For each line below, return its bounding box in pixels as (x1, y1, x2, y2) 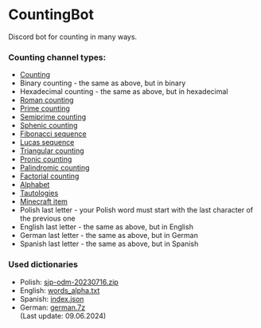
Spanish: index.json (19, 294, 84, 303)
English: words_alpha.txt (19, 285, 100, 295)
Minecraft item (19, 197, 68, 206)
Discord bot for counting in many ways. (8, 32, 138, 41)
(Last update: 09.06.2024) (19, 310, 107, 320)
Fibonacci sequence (19, 129, 87, 139)
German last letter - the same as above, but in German (19, 231, 199, 240)
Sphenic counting (19, 121, 78, 131)
